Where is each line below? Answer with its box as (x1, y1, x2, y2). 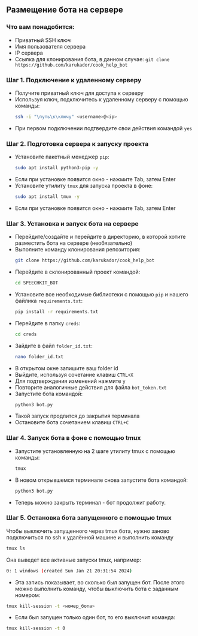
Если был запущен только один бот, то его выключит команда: (14, 614, 175, 621)
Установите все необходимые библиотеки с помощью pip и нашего (14, 290, 188, 298)
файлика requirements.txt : (14, 297, 83, 304)
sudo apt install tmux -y (14, 194, 80, 200)
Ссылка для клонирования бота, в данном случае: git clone (14, 55, 170, 62)
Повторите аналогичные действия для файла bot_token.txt (14, 383, 167, 391)
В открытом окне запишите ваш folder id (14, 364, 118, 371)
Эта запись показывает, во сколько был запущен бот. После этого (14, 578, 185, 586)
